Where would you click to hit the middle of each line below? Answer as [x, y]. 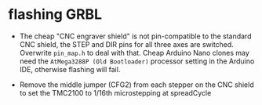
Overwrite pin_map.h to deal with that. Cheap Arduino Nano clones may [134, 52]
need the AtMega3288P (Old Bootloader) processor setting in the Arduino [137, 61]
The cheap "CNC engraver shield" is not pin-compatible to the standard [135, 36]
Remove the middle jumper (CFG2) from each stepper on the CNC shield [136, 85]
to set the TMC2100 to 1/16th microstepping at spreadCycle [115, 92]
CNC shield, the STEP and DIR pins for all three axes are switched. [126, 44]
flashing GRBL [55, 14]
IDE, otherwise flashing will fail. [70, 69]
